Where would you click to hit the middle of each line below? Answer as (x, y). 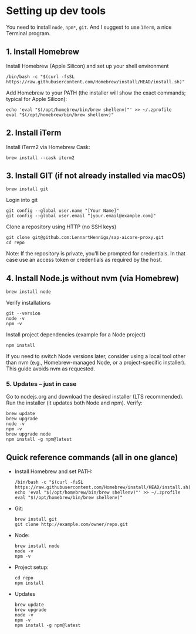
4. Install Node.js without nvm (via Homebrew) (93, 278)
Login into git (22, 200)
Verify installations (28, 303)
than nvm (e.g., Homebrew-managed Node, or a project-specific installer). (96, 363)
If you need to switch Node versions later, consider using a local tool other (96, 356)
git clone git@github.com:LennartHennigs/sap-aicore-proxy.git (85, 238)
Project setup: (31, 567)
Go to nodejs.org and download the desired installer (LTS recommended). (95, 397)
